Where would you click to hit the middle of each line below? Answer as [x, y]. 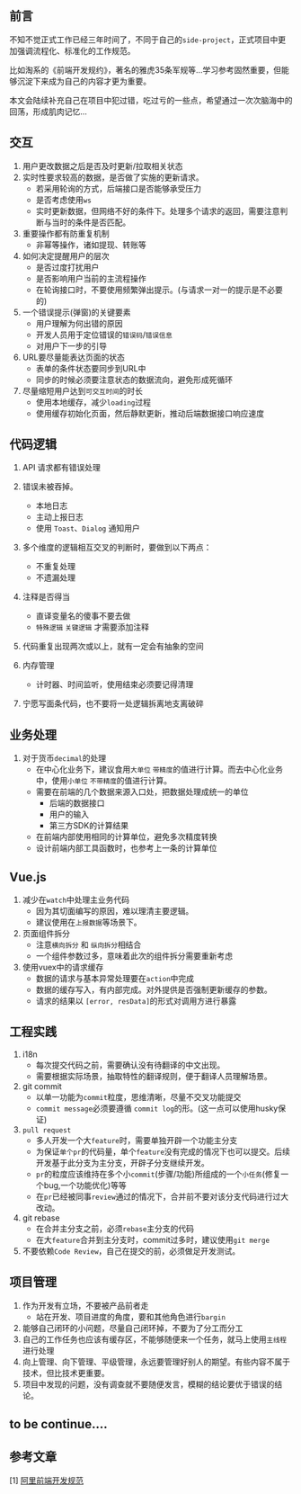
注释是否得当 [46, 597]
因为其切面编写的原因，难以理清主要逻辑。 [115, 911]
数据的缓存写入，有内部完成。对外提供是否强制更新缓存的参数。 [154, 990]
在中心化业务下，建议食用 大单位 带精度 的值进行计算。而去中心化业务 [159, 769]
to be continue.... [58, 1424]
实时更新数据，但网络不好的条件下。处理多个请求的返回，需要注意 [158, 210]
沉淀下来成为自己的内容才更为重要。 [84, 81]
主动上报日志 [59, 517]
